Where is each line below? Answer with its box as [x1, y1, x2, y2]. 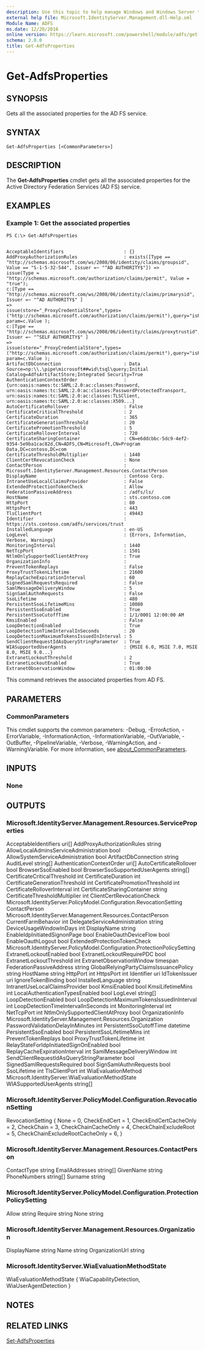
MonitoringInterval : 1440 [6, 543, 140, 549]
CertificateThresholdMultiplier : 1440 [6, 452, 140, 458]
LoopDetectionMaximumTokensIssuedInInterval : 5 [6, 633, 132, 640]
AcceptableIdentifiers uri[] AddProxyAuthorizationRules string [6, 840, 162, 847]
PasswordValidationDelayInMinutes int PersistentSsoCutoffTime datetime [6, 1022, 190, 1029]
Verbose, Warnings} [6, 537, 56, 543]
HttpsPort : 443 [6, 505, 138, 512]
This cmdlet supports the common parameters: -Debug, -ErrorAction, [6, 726, 181, 733]
